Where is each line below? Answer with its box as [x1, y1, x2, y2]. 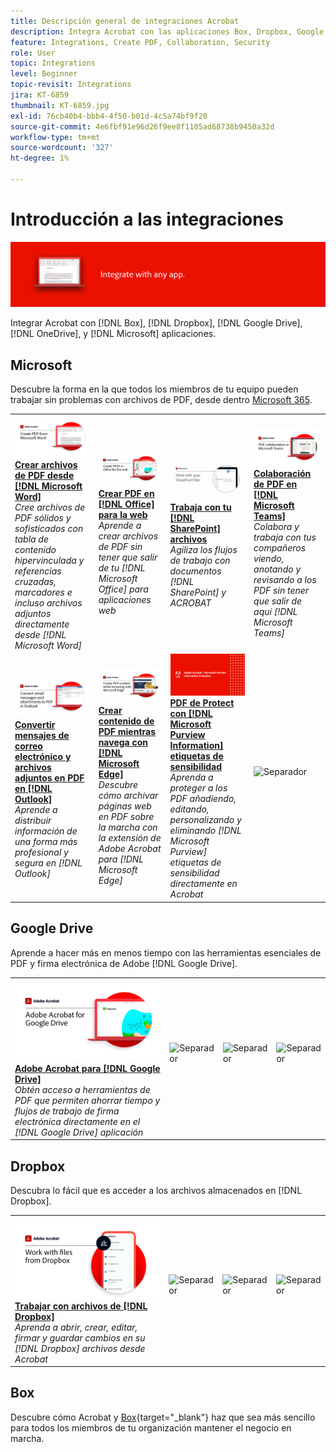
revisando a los [253, 573, 317, 585]
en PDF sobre [98, 811, 155, 823]
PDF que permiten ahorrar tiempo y [14, 1094, 161, 1106]
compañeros [253, 541, 307, 554]
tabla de [14, 533, 50, 545]
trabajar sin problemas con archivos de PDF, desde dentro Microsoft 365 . [10, 393, 313, 405]
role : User [10, 48, 56, 58]
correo [14, 740, 43, 752]
